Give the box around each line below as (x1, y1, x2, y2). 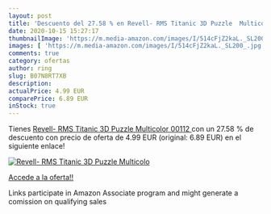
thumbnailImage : (8, 34, 63, 43)
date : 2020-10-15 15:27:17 (8, 27, 99, 35)
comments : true (8, 49, 60, 57)
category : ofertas (8, 57, 70, 65)
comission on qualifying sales (8, 197, 107, 207)
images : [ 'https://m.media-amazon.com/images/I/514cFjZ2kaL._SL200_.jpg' (8, 42, 265, 50)
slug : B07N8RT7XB (8, 72, 67, 80)
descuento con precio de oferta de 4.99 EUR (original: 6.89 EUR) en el (8, 132, 242, 142)
